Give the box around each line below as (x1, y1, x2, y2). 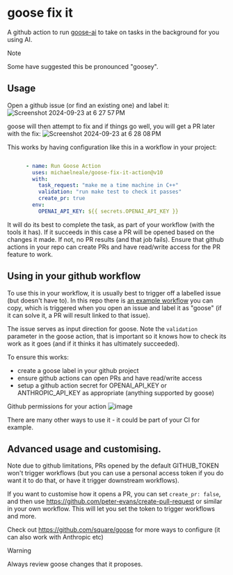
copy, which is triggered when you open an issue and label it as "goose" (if (7, 303, 222, 312)
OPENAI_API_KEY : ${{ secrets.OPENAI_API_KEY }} (38, 208, 179, 215)
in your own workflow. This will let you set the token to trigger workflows (7, 505, 216, 513)
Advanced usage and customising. (7, 443, 161, 454)
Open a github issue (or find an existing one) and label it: (7, 101, 170, 109)
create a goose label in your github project (17, 366, 139, 374)
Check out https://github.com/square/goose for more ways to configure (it (7, 526, 220, 534)
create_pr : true (38, 195, 86, 202)
